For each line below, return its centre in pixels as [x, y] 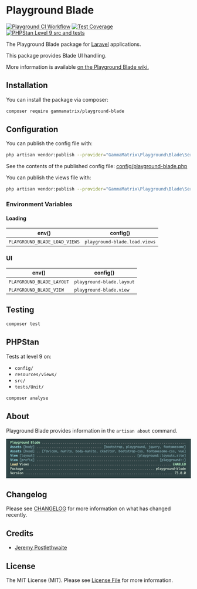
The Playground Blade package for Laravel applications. [74, 44]
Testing [20, 309]
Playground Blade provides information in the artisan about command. [92, 430]
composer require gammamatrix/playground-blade [65, 111]
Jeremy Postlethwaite [41, 548]
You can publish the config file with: [49, 143]
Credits [20, 533]
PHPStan [23, 342]
